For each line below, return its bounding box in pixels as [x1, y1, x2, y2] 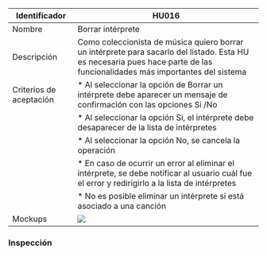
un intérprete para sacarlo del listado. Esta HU [77, 47, 250, 57]
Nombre [12, 24, 43, 34]
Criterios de [12, 84, 56, 95]
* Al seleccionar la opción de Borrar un [77, 80, 223, 90]
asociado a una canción [77, 200, 167, 211]
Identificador [15, 10, 66, 21]
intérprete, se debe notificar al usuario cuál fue [77, 168, 253, 178]
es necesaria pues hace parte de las [77, 56, 213, 67]
